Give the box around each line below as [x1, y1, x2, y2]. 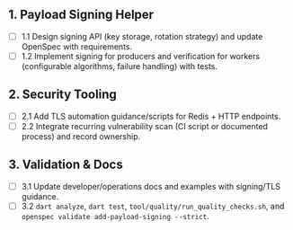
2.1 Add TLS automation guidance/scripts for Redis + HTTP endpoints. [21, 111, 281, 121]
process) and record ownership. [21, 130, 141, 142]
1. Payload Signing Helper [8, 7, 155, 22]
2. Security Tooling [8, 87, 118, 102]
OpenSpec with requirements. [21, 40, 133, 52]
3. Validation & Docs [8, 157, 123, 172]
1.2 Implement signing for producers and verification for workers [21, 50, 261, 61]
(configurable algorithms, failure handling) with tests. [21, 60, 218, 71]
